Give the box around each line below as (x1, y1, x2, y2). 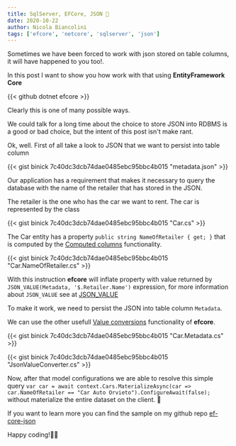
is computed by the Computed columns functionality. (7, 240, 162, 249)
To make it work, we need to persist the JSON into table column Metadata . (7, 304, 223, 312)
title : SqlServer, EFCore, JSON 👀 (7, 10, 110, 18)
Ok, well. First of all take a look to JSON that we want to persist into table (7, 141, 220, 150)
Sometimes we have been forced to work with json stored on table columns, (7, 50, 230, 58)
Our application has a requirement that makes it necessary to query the (7, 176, 215, 185)
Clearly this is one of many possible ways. (7, 106, 130, 114)
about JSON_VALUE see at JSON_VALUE (7, 290, 118, 299)
